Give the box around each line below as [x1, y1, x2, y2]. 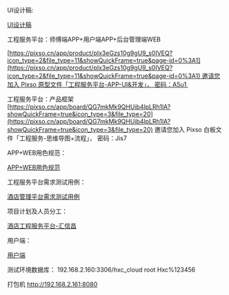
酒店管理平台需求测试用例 [7, 193, 80, 201]
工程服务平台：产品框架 [7, 95, 74, 103]
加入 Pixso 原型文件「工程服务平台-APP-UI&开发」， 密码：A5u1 [7, 80, 187, 88]
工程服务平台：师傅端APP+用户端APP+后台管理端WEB [7, 35, 161, 43]
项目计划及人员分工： [7, 207, 68, 215]
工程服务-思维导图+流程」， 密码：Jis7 [19, 134, 128, 142]
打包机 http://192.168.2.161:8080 [7, 281, 98, 288]
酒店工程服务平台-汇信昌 [7, 222, 77, 230]
